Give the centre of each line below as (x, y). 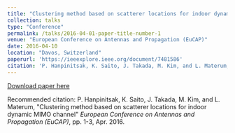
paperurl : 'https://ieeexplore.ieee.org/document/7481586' (95, 59)
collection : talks (34, 20)
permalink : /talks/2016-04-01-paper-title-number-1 (84, 33)
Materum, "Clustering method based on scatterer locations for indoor (107, 106)
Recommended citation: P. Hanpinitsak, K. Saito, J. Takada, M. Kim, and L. (114, 99)
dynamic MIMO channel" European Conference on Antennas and (101, 114)
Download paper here (38, 85)
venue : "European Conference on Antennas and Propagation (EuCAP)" (108, 40)
